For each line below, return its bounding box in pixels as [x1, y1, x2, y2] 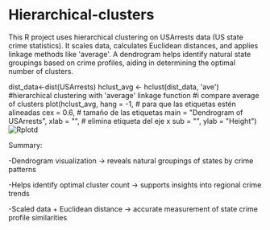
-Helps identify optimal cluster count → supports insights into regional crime [8, 179, 262, 190]
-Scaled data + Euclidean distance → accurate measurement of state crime [8, 203, 258, 214]
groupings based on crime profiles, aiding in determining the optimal [8, 58, 236, 68]
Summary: [8, 140, 43, 150]
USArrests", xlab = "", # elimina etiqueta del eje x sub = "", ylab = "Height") [8, 116, 257, 125]
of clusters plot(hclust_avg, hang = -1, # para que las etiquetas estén [8, 99, 236, 109]
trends [8, 188, 31, 198]
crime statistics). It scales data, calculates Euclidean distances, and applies [8, 40, 259, 50]
